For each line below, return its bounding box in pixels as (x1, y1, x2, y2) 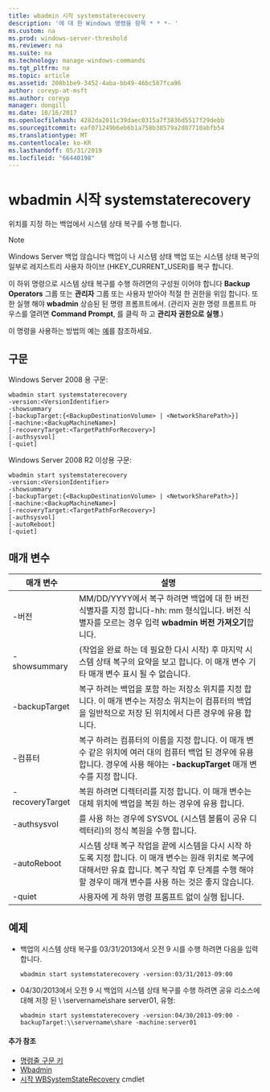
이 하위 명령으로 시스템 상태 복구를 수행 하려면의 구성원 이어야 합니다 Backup (8, 279, 251, 289)
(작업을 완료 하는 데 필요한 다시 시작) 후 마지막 (79, 644, 243, 655)
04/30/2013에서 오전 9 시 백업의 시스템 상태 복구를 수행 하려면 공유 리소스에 (19, 985, 260, 995)
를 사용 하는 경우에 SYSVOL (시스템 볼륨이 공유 (79, 813, 247, 824)
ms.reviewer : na (8, 42, 63, 50)
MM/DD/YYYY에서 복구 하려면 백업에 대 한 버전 (79, 593, 249, 604)
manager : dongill (8, 101, 67, 109)
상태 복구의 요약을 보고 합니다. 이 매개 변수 (96, 656, 247, 667)
